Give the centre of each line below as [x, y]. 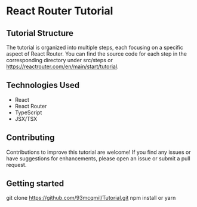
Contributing [30, 138]
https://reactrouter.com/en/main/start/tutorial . [62, 66]
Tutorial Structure [40, 33]
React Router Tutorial [60, 11]
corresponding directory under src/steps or [60, 60]
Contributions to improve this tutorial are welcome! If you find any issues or [98, 152]
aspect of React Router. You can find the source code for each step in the [96, 54]
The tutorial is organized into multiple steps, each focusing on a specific [95, 47]
